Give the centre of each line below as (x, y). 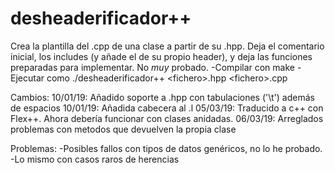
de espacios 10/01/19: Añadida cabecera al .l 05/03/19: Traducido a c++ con (167, 108)
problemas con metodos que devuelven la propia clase (123, 129)
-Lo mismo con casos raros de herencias (95, 159)
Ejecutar (27, 78)
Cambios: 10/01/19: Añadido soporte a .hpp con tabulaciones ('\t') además (162, 97)
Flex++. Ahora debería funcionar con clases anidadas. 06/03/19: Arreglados (167, 118)
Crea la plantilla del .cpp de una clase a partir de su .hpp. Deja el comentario (167, 46)
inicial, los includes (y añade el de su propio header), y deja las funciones (161, 56)
